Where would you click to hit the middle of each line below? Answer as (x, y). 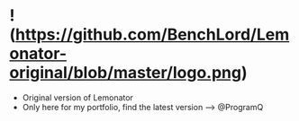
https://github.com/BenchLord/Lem (152, 35)
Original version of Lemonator (77, 97)
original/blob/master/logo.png (125, 73)
